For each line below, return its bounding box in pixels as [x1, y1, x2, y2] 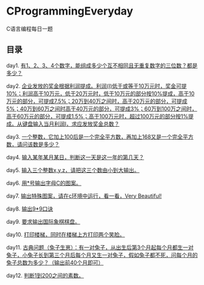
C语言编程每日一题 [6, 25, 53, 32]
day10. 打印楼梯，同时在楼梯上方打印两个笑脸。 [6, 230, 126, 238]
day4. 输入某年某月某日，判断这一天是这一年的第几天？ [6, 153, 144, 161]
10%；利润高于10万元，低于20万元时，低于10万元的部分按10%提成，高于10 [6, 90, 195, 97]
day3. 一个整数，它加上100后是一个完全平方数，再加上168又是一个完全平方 [6, 133, 194, 140]
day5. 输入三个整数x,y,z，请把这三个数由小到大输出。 [6, 166, 140, 173]
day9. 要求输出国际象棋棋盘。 [6, 218, 81, 225]
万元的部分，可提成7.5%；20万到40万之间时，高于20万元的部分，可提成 [6, 97, 188, 104]
